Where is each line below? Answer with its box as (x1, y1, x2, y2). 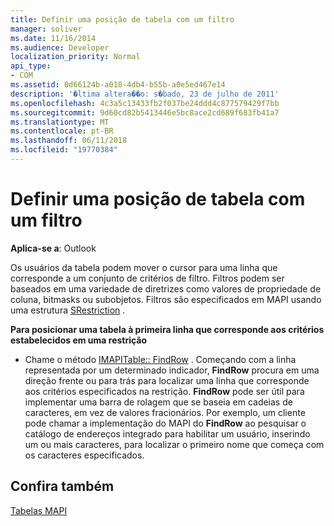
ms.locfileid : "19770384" (10, 145, 118, 155)
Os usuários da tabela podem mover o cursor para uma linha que (10, 261, 278, 273)
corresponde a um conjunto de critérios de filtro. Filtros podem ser (10, 272, 285, 284)
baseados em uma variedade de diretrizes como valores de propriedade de (10, 282, 322, 295)
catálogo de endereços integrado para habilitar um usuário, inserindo (24, 427, 311, 440)
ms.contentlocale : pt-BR (10, 126, 114, 136)
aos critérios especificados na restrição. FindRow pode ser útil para (24, 385, 305, 397)
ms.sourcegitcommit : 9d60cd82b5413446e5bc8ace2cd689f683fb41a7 (10, 107, 280, 118)
